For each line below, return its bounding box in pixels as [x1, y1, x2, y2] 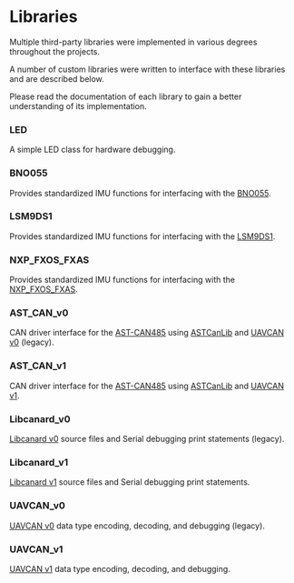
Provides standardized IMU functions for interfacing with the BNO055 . [9, 187, 271, 198]
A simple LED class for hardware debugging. [9, 144, 176, 156]
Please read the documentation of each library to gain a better [9, 91, 242, 102]
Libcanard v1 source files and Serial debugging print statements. [9, 477, 250, 488]
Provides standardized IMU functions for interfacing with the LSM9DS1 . [9, 230, 276, 242]
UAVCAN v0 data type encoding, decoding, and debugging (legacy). [9, 520, 266, 531]
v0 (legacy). [9, 337, 54, 347]
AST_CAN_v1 [9, 359, 66, 372]
